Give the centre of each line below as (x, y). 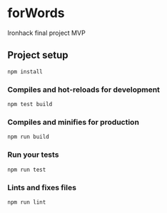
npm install (25, 72)
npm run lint (27, 202)
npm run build (29, 137)
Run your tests (33, 155)
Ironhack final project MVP (46, 33)
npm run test (27, 170)
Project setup (38, 55)
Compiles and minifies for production (73, 122)
